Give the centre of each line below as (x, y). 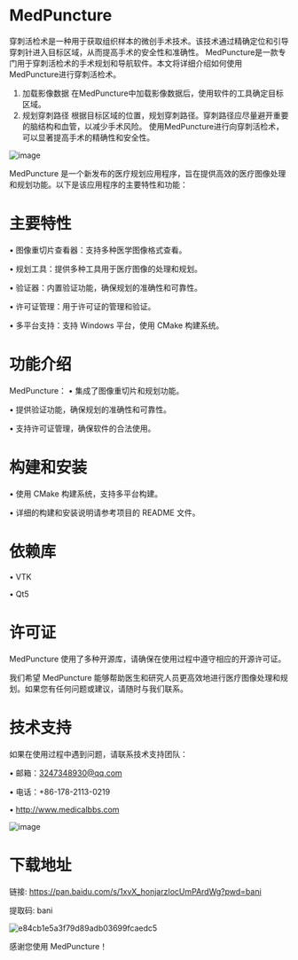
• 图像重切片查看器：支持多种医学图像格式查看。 (98, 250)
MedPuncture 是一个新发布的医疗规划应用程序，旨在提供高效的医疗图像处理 (148, 173)
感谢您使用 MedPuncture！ (59, 946)
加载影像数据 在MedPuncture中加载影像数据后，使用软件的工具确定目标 (153, 93)
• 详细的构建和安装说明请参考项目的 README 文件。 (105, 512)
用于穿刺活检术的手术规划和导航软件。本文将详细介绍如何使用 (129, 63)
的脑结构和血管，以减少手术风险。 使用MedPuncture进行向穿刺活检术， (153, 126)
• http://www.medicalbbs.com (64, 809)
